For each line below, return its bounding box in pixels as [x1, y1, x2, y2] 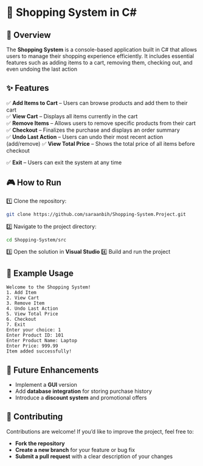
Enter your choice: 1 [6, 327, 61, 333]
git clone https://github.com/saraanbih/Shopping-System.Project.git [6, 211, 187, 217]
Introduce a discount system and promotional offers [15, 394, 147, 401]
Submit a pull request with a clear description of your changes [15, 453, 173, 460]
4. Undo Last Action [6, 306, 59, 312]
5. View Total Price [6, 311, 59, 317]
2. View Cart [6, 295, 40, 301]
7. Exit [6, 321, 26, 328]
